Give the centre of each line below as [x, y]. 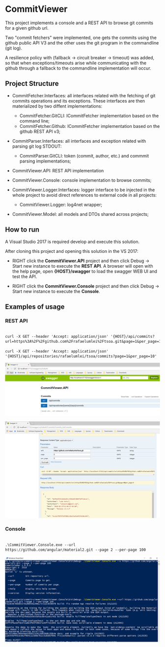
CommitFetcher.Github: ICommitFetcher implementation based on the [90, 126]
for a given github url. [27, 28]
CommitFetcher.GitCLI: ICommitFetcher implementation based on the [89, 116]
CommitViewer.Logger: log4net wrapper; [61, 204]
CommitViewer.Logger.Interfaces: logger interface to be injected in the [83, 190]
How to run [22, 230]
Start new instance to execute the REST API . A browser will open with [82, 266]
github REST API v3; [40, 131]
